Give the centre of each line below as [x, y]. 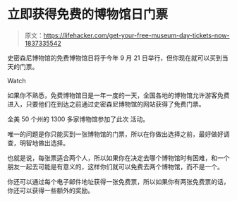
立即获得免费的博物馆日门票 [88, 14]
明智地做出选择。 [44, 142]
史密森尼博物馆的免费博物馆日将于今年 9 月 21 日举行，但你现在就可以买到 [115, 58]
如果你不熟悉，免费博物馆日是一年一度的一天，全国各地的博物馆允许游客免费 [119, 95]
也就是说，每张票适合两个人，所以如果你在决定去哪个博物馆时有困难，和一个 [119, 158]
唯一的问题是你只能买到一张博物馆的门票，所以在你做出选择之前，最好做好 [115, 134]
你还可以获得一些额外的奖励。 [50, 190]
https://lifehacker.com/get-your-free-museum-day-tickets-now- [136, 35]
